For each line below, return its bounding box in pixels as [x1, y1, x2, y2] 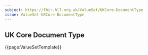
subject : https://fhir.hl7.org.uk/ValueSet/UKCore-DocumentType [5, 7, 143, 13]
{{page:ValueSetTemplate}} [5, 44, 62, 50]
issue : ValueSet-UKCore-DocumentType [5, 12, 85, 17]
